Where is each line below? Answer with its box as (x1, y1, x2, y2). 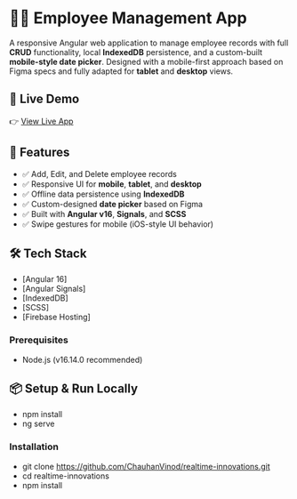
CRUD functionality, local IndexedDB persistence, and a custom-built (9, 46, 263, 57)
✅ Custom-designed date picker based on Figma (21, 198, 203, 209)
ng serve (21, 418, 55, 430)
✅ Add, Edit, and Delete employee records (21, 168, 178, 179)
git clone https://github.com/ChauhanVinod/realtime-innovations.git (21, 461, 271, 471)
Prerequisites (9, 334, 68, 346)
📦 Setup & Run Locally (9, 382, 139, 397)
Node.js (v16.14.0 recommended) (21, 354, 143, 365)
